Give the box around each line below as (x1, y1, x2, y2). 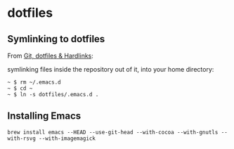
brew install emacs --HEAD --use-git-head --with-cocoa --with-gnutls (7, 129, 219, 136)
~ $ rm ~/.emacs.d (7, 79, 61, 86)
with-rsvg (7, 135, 37, 142)
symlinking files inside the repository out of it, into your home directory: (7, 65, 214, 73)
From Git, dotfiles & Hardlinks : (7, 51, 93, 60)
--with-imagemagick (38, 135, 96, 142)
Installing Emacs (7, 110, 82, 122)
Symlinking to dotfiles (7, 33, 105, 45)
